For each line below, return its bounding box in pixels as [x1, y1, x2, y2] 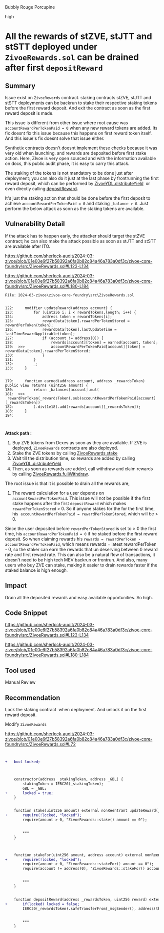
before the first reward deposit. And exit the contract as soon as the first [5, 105, 150, 111]
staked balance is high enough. [5, 567, 68, 573]
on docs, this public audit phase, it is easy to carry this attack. [5, 160, 130, 166]
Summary [5, 81, 36, 90]
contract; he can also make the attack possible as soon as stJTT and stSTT [5, 238, 157, 244]
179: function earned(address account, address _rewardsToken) [5, 378, 145, 383]
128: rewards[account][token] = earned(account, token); [5, 340, 159, 345]
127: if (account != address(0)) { [5, 336, 104, 341]
